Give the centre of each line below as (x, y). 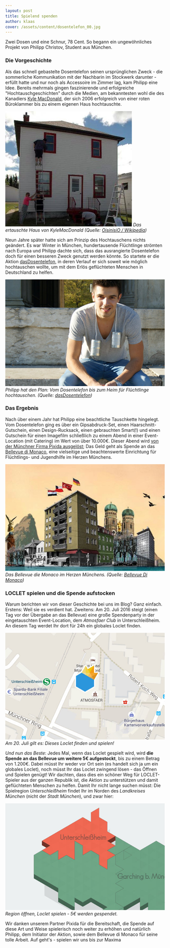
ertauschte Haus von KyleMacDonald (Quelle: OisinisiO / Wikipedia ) (76, 230)
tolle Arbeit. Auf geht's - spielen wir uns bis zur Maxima (63, 940)
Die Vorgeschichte (29, 60)
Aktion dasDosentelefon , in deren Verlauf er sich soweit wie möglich (76, 261)
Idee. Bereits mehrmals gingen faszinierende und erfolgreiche (70, 88)
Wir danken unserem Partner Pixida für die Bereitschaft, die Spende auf (80, 924)
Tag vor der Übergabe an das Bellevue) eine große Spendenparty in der (80, 615)
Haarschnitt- (143, 425)
